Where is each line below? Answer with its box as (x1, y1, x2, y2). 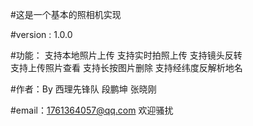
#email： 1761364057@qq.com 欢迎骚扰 (10, 104, 174, 116)
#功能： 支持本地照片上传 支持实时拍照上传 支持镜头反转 (10, 49, 243, 61)
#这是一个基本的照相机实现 (10, 9, 122, 20)
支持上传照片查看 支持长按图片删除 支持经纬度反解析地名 (10, 62, 243, 73)
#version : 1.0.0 (10, 29, 73, 40)
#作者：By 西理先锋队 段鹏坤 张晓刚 (10, 83, 157, 95)
